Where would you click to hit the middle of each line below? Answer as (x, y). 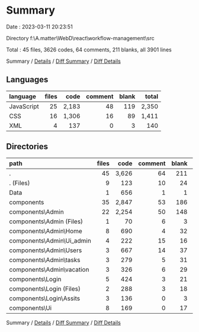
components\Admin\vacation (49, 269)
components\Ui (31, 308)
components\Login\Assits (45, 298)
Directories (27, 146)
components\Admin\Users (46, 250)
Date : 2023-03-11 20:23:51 (39, 27)
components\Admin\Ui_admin (50, 240)
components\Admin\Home (46, 231)
